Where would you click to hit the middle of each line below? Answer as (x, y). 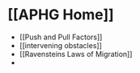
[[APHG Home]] (61, 15)
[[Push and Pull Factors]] (61, 37)
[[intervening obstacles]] (60, 45)
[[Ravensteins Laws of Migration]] (76, 54)
